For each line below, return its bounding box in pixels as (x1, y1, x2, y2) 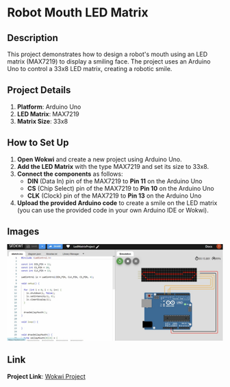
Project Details (7, 84, 71, 96)
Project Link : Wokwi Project (7, 372, 86, 380)
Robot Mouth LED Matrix (7, 5, 149, 21)
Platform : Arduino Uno (16, 103, 81, 111)
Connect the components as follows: (16, 170, 123, 178)
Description (7, 32, 58, 44)
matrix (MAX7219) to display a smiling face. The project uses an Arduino (7, 57, 211, 66)
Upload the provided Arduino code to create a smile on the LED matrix (16, 198, 218, 206)
